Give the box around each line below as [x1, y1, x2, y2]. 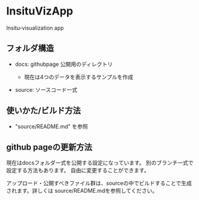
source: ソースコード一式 [14, 86, 78, 93]
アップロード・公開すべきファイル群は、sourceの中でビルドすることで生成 [6, 179, 192, 187]
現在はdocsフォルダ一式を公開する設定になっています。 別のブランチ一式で [6, 159, 194, 167]
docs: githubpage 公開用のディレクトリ [14, 60, 113, 68]
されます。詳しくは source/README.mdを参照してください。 [6, 187, 158, 195]
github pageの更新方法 [6, 142, 92, 152]
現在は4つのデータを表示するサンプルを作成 [24, 73, 134, 80]
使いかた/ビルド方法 [6, 106, 81, 116]
